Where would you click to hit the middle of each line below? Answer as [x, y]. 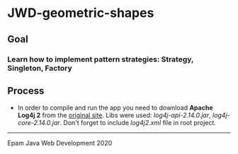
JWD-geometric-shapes [81, 13]
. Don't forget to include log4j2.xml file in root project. [138, 123]
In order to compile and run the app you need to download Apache [115, 108]
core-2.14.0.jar [39, 123]
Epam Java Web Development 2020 [60, 143]
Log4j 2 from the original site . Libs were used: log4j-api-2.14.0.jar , [114, 115]
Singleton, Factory [40, 68]
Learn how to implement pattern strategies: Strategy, [101, 59]
